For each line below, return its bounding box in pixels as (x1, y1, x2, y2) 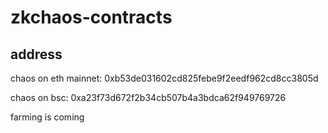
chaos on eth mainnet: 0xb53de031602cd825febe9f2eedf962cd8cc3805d (10, 72, 319, 84)
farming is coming (10, 111, 85, 123)
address (10, 46, 63, 63)
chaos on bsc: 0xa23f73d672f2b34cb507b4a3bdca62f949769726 (10, 92, 287, 103)
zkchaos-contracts (10, 6, 173, 29)
